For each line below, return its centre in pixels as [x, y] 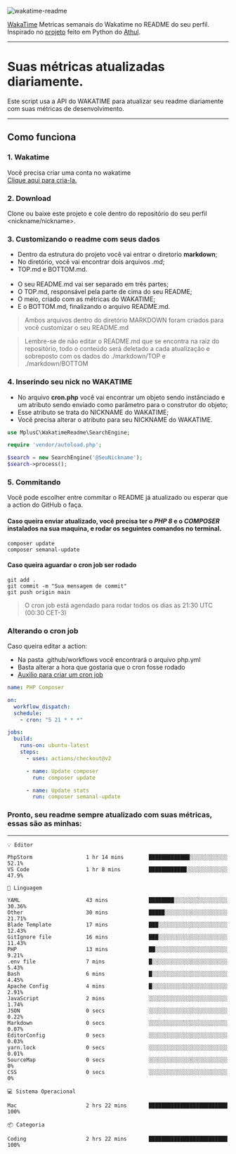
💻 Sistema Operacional [41, 1092]
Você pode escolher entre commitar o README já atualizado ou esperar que [118, 498]
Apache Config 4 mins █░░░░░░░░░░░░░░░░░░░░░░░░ [118, 986]
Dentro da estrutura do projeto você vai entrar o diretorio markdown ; [117, 254]
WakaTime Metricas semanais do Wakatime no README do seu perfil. [108, 24]
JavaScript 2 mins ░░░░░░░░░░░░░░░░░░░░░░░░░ [118, 998]
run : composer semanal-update [77, 797]
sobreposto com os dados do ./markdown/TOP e [95, 356]
